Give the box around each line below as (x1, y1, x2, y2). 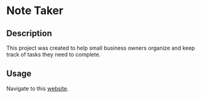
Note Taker (6, 4, 64, 18)
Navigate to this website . (6, 85, 69, 92)
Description (6, 28, 52, 39)
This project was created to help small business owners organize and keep (6, 44, 195, 51)
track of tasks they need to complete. (6, 51, 101, 58)
